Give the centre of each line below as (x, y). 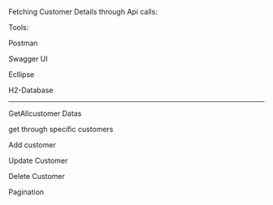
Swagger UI (28, 59)
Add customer (32, 145)
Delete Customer (37, 176)
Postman (23, 43)
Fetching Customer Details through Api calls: (83, 12)
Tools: (19, 27)
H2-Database (31, 90)
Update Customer (38, 160)
